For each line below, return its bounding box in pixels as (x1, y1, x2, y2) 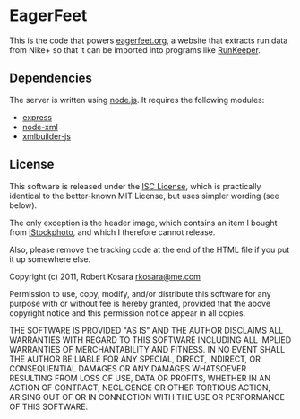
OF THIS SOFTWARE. (9, 401, 89, 412)
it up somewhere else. (9, 253, 91, 265)
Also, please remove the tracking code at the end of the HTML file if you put (9, 244, 290, 255)
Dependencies (9, 71, 92, 86)
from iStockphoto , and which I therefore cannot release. (9, 226, 216, 238)
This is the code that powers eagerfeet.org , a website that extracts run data (9, 35, 288, 46)
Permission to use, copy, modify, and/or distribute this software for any (9, 288, 271, 299)
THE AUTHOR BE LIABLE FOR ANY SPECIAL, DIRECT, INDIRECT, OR (9, 354, 261, 364)
